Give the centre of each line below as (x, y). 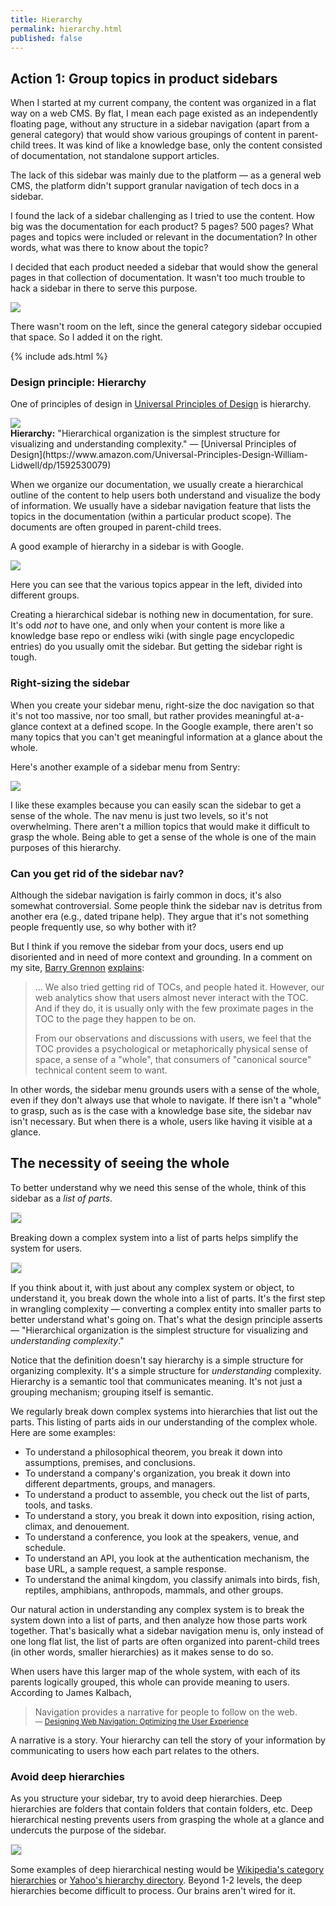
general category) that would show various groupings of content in (148, 135)
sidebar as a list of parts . (61, 1198)
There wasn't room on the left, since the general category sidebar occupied (166, 327)
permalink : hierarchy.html (66, 29)
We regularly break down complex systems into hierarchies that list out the (164, 1411)
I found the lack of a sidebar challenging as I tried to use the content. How (163, 216)
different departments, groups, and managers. (120, 1483)
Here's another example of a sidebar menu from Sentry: (125, 767)
